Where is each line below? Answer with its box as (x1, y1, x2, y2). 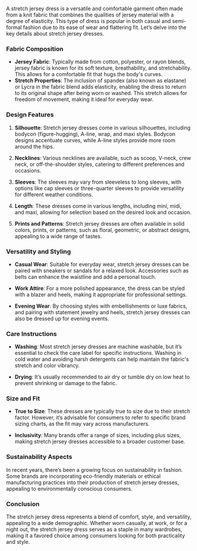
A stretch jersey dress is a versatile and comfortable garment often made (6, 5, 183, 12)
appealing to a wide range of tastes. (14, 233, 102, 240)
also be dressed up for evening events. (14, 315, 109, 322)
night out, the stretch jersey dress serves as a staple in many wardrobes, (6, 526, 182, 533)
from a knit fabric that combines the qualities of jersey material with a (6, 11, 174, 18)
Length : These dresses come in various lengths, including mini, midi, (14, 202, 182, 209)
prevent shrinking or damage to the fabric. (14, 380, 118, 387)
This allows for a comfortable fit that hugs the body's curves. (14, 71, 163, 78)
